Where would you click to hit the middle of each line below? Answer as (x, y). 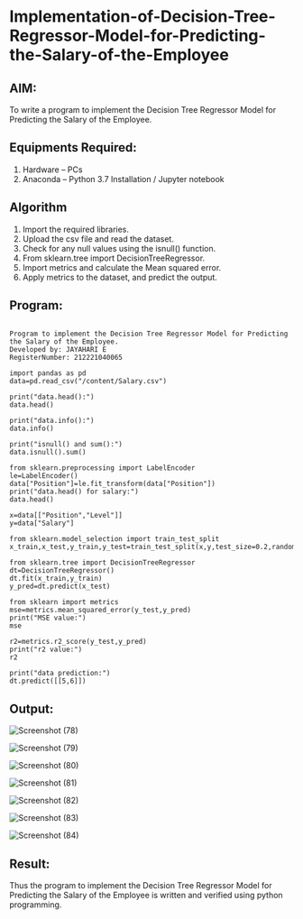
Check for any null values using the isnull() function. (119, 248)
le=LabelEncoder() (44, 476)
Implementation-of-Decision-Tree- (143, 17)
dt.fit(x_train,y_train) (56, 579)
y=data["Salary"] (42, 524)
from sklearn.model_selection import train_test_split (115, 539)
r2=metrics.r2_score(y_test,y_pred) (78, 642)
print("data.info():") (52, 421)
